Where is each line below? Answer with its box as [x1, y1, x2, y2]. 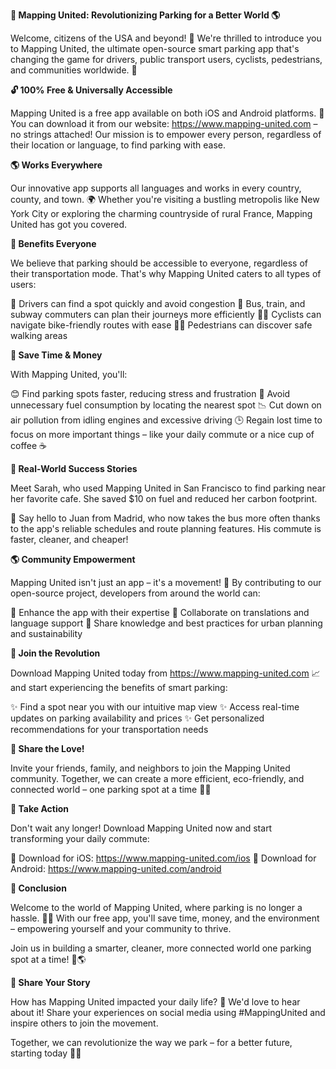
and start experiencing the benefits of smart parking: [10, 682, 228, 693]
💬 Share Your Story [10, 977, 91, 988]
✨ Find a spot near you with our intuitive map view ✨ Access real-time [10, 701, 300, 713]
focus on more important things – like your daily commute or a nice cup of [10, 429, 315, 440]
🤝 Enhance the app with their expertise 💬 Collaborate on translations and [10, 607, 310, 618]
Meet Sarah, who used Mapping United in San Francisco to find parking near [10, 482, 326, 494]
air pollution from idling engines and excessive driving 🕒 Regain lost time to [10, 414, 323, 426]
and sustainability [10, 628, 83, 639]
